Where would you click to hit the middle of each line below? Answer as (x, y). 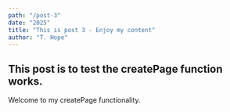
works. (25, 81)
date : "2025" (29, 23)
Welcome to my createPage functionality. (74, 100)
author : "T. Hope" (38, 37)
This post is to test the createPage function (115, 69)
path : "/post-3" (34, 15)
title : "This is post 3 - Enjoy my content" (82, 30)
